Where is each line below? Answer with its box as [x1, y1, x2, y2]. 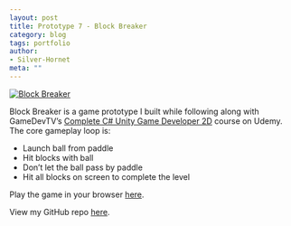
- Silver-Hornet [9, 55, 70, 64]
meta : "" [9, 64, 42, 73]
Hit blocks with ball [22, 152, 94, 163]
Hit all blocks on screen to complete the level [22, 171, 191, 182]
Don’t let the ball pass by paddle [22, 162, 143, 173]
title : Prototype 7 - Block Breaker [9, 22, 147, 31]
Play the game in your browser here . [9, 189, 145, 200]
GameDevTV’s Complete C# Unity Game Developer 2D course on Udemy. [9, 115, 283, 127]
